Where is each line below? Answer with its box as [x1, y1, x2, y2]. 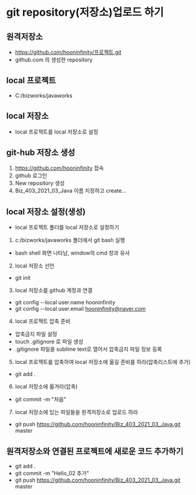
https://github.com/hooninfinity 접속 [14, 164, 104, 172]
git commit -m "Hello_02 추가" [14, 470, 89, 477]
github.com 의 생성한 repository [14, 56, 93, 63]
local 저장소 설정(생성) [6, 206, 86, 217]
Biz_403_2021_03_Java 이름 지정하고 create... [14, 187, 127, 194]
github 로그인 [14, 172, 48, 179]
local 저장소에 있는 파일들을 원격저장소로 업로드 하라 [14, 409, 139, 416]
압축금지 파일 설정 [14, 330, 57, 338]
